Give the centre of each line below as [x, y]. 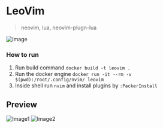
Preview [22, 104]
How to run [22, 54]
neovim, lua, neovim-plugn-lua [59, 28]
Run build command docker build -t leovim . [73, 68]
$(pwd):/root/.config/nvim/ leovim [59, 80]
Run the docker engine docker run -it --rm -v [73, 74]
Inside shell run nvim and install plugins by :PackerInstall [86, 86]
